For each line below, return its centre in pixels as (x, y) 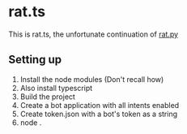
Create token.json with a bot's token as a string (99, 114)
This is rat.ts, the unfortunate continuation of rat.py (93, 34)
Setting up (35, 60)
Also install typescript (56, 88)
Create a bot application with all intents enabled (100, 105)
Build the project (47, 97)
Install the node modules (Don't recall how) (92, 79)
